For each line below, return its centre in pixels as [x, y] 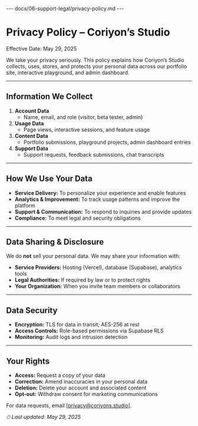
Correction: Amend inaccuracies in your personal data [81, 382]
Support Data [31, 148]
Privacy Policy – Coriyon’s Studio [88, 32]
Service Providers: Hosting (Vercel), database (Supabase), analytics [98, 268]
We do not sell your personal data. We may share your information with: [93, 256]
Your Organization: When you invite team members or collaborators [98, 286]
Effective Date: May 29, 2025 [42, 48]
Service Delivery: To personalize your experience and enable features [100, 193]
